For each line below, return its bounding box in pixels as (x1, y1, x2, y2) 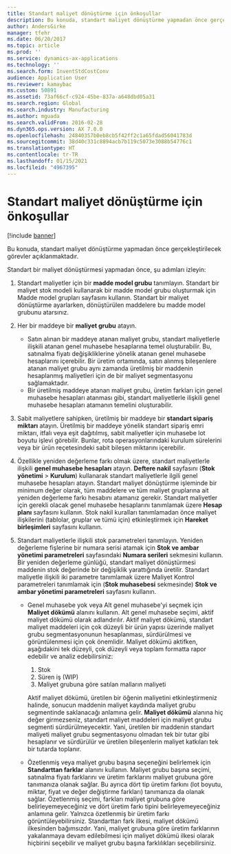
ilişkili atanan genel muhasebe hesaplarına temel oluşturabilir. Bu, (27, 342, 212, 350)
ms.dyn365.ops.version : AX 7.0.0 (7, 126, 103, 132)
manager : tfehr (7, 29, 51, 37)
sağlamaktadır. (27, 379, 69, 387)
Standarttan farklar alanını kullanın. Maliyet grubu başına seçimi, (27, 765, 212, 773)
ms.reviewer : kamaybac (7, 81, 72, 88)
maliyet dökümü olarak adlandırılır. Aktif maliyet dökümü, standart (27, 615, 213, 624)
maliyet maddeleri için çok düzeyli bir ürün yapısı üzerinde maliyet (27, 622, 214, 631)
